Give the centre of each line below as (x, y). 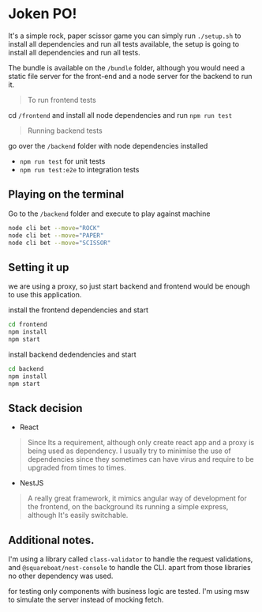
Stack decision (45, 408)
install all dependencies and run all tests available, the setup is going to (124, 43)
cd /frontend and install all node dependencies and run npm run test (120, 115)
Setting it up (39, 267)
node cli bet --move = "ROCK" (54, 228)
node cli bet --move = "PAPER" (56, 235)
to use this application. (45, 295)
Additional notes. (51, 540)
